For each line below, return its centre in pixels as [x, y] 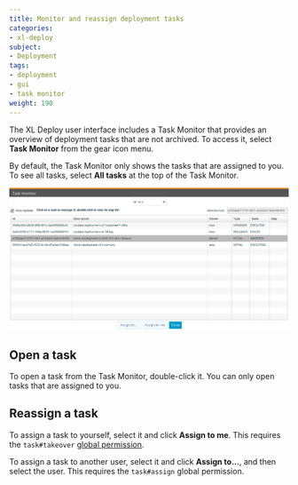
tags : [19, 66]
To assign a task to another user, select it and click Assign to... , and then [143, 461]
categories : [31, 28]
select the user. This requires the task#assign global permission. [127, 471]
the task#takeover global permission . [77, 444]
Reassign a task [54, 413]
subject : [25, 47]
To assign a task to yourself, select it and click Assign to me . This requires [145, 434]
